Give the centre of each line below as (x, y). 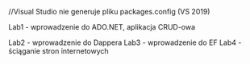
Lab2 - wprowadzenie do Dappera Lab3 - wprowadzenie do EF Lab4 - (125, 42)
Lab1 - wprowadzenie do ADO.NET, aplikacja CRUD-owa (102, 27)
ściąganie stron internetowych (58, 51)
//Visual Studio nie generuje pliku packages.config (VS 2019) (109, 12)
